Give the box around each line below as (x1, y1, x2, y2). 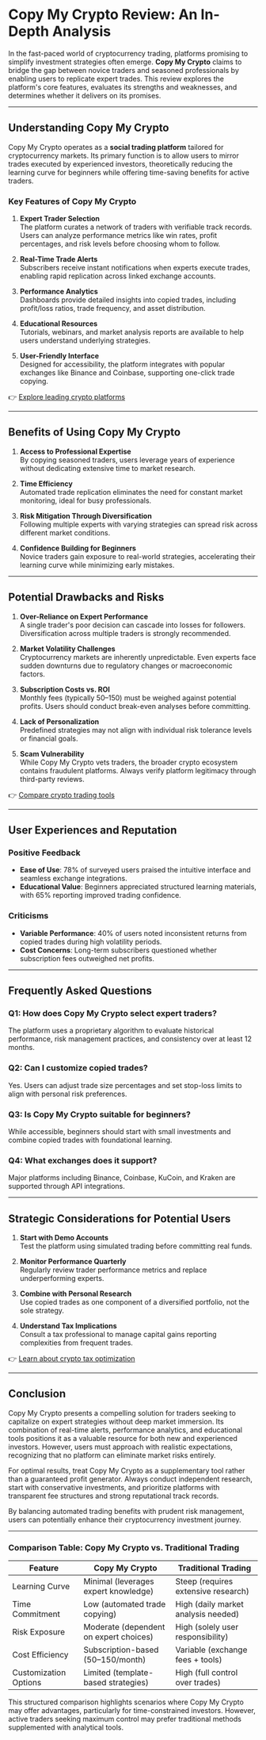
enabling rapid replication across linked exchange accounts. (19, 271, 216, 281)
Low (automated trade (82, 1599, 166, 1610)
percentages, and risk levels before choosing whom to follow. (19, 240, 221, 249)
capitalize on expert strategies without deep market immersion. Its (8, 1416, 224, 1426)
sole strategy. (19, 1306, 65, 1316)
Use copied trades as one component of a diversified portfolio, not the (19, 1297, 249, 1307)
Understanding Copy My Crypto (8, 121, 169, 135)
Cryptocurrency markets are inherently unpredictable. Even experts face (19, 652, 256, 661)
